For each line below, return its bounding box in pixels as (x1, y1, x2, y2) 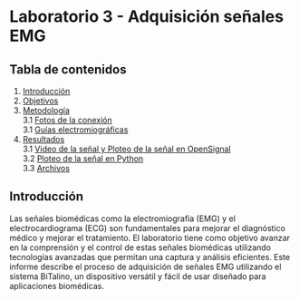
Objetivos (22, 95, 59, 106)
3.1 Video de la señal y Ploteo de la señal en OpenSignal (22, 143, 231, 154)
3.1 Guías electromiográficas (22, 124, 129, 135)
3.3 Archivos (22, 163, 71, 173)
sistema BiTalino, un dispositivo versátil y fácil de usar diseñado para (9, 270, 266, 282)
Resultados (22, 134, 65, 144)
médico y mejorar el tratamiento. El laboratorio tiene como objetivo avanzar (9, 232, 291, 243)
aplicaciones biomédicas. (9, 280, 104, 291)
